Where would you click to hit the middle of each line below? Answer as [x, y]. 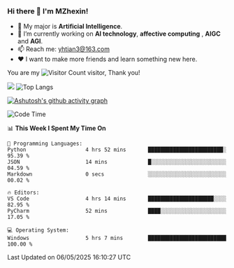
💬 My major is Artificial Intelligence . [70, 27]
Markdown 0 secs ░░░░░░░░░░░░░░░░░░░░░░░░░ [117, 174]
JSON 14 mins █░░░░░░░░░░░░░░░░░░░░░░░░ [117, 162]
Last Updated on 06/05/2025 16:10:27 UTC [69, 258]
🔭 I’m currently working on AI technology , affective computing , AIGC [119, 34]
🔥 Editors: [23, 193]
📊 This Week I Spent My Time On [57, 128]
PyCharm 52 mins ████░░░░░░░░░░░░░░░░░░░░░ [117, 211]
